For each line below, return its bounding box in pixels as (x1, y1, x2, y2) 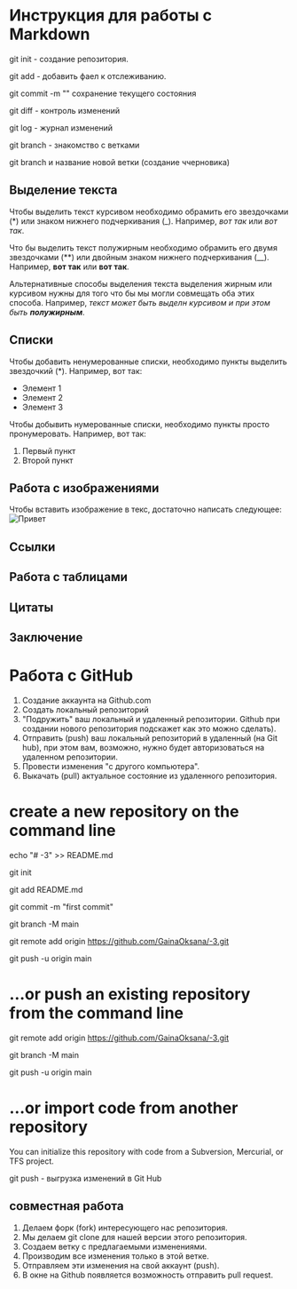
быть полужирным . (9, 306, 86, 317)
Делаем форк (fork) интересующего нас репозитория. (21, 1222, 228, 1233)
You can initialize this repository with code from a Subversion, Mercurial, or (9, 1146, 284, 1157)
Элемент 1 (21, 383, 62, 394)
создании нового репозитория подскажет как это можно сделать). (21, 723, 277, 734)
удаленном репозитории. (21, 752, 118, 762)
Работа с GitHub (9, 665, 134, 686)
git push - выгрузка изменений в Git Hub (9, 1173, 162, 1183)
